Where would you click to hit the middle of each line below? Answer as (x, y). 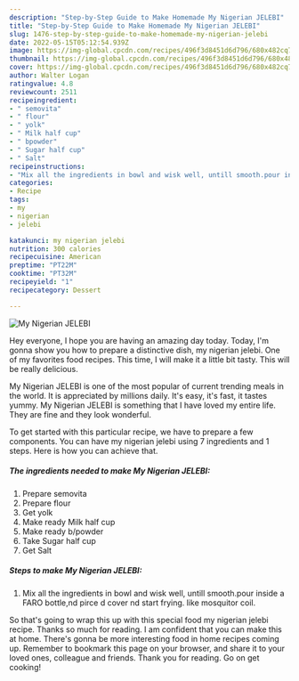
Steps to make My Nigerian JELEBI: (76, 571)
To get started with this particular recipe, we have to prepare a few (131, 432)
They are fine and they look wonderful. (80, 414)
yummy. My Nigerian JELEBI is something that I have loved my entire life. (142, 405)
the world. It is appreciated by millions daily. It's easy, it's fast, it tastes (138, 395)
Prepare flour (46, 503)
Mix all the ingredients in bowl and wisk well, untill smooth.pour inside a (153, 593)
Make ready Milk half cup (69, 522)
